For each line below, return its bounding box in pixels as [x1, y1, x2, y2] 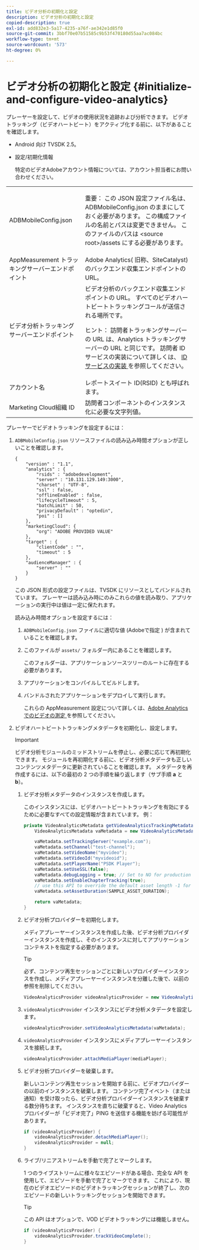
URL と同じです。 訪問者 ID [110, 343, 185, 352]
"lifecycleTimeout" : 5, [36, 497, 98, 503]
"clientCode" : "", [36, 544, 84, 550]
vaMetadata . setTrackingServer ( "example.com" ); [34, 839, 152, 845]
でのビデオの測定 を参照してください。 [23, 711, 118, 718]
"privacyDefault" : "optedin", [36, 508, 114, 514]
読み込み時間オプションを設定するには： [14, 613, 114, 621]
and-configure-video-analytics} [6, 93, 169, 106]
